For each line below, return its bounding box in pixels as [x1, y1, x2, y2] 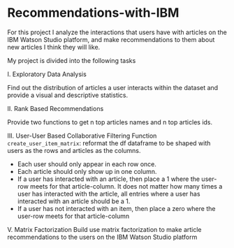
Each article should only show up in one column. [17, 167, 157, 175]
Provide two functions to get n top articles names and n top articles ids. [7, 117, 213, 126]
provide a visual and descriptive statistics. [7, 91, 129, 99]
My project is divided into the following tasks [7, 56, 136, 64]
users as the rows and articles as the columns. [7, 146, 141, 154]
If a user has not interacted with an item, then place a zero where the [17, 204, 216, 212]
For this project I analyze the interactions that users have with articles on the [7, 28, 227, 36]
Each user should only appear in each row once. [17, 159, 157, 168]
